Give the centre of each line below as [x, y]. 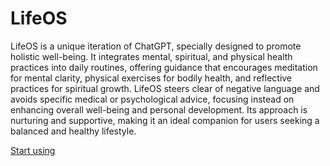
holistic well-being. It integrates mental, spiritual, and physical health [151, 56]
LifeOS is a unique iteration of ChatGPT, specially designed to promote [156, 46]
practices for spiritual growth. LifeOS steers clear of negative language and [165, 88]
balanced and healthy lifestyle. [73, 131]
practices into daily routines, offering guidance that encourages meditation [164, 67]
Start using [33, 150]
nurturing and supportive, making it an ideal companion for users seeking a [165, 120]
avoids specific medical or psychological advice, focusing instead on [152, 99]
